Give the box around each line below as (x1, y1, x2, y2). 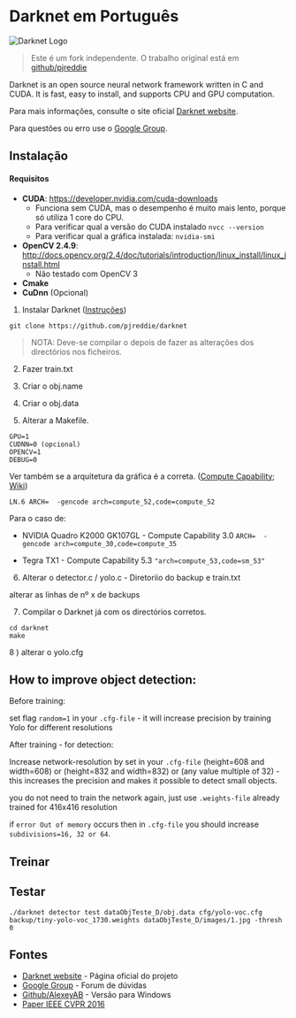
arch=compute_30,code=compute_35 (54, 539, 177, 548)
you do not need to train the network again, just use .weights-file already (9, 792, 280, 803)
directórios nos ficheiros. (30, 346, 122, 357)
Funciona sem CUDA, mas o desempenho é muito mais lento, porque (34, 202, 286, 213)
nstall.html (21, 258, 60, 269)
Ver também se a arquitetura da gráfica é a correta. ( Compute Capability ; (9, 471, 276, 482)
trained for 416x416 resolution (9, 802, 118, 813)
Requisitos (9, 173, 49, 183)
